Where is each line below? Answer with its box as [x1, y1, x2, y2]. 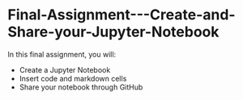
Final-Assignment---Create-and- [7, 6, 236, 24]
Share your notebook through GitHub [19, 82, 143, 92]
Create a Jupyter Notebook [19, 65, 111, 74]
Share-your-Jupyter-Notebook [7, 23, 220, 41]
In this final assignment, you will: [7, 49, 117, 59]
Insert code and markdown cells [19, 73, 127, 83]
